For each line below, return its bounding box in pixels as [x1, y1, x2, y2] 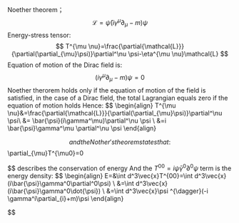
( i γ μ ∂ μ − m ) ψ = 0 [95, 72, 145, 83]
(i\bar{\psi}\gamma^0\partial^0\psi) [7, 179, 112, 187]
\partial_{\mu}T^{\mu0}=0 [7, 148, 84, 157]
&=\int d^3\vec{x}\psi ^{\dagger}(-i [106, 187, 208, 195]
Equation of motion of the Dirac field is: [7, 61, 123, 69]
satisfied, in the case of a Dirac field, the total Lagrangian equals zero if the [7, 93, 228, 102]
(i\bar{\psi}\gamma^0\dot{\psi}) [7, 187, 101, 195]
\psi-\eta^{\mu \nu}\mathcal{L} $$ [128, 50, 229, 58]
